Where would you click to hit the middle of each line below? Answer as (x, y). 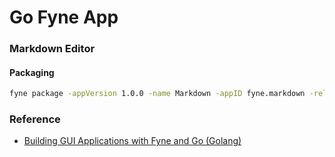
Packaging (32, 72)
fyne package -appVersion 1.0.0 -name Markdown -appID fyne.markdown (157, 94)
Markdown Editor (52, 49)
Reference (35, 119)
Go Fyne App (64, 17)
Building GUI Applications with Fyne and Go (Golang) (132, 141)
